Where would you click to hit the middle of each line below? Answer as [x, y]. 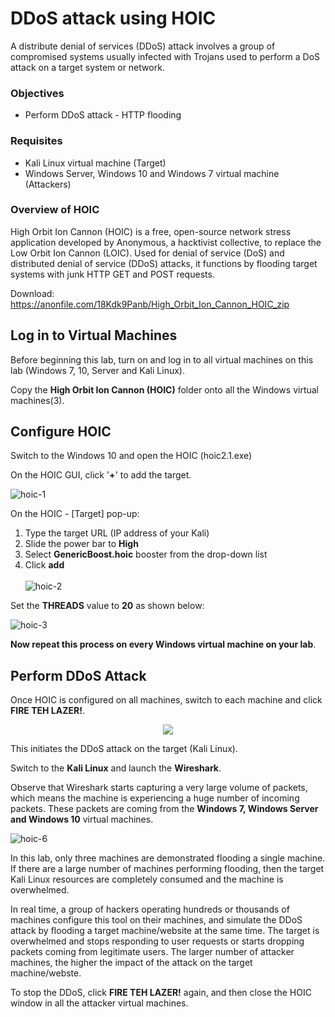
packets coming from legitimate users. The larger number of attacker [152, 952]
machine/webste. [46, 973]
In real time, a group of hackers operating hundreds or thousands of [150, 909]
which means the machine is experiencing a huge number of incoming [155, 798]
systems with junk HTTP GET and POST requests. [112, 274]
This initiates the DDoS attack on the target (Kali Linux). [124, 749]
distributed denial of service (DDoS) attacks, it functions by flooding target [164, 263]
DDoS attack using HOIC [113, 18]
